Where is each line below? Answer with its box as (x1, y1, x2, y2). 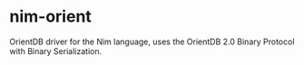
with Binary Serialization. (9, 45, 103, 56)
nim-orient (9, 6, 93, 27)
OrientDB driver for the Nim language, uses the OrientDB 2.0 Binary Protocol (9, 36, 295, 47)
